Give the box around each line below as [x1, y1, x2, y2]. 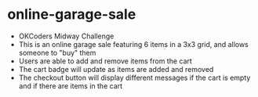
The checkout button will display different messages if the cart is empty [18, 73, 251, 82]
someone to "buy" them [18, 48, 96, 57]
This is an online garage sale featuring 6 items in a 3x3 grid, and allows [18, 39, 249, 48]
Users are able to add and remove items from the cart [18, 56, 193, 66]
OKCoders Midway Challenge [18, 31, 114, 41]
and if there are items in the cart [18, 81, 123, 91]
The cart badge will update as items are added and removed [18, 64, 214, 74]
